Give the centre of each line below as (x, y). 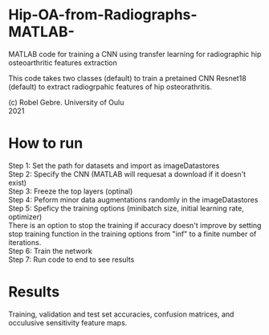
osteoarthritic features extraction (63, 63)
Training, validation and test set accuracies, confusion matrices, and (121, 314)
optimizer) (25, 217)
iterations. (25, 242)
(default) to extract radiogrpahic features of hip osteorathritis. (110, 87)
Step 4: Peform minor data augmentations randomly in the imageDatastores (133, 199)
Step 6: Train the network (50, 251)
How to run (46, 143)
